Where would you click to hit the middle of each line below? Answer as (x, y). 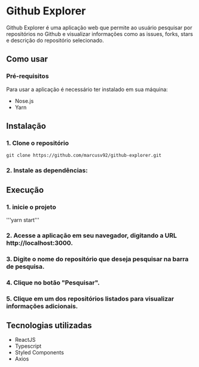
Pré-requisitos (27, 76)
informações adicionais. (42, 306)
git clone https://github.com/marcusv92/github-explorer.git (84, 156)
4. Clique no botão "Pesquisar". (53, 283)
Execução (25, 190)
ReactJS (25, 340)
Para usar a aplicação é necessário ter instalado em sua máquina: (87, 89)
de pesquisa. (25, 266)
